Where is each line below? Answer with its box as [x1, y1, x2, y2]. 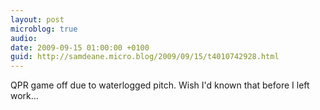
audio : [10, 33, 38, 43]
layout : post [10, 14, 65, 25]
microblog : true [10, 24, 78, 34]
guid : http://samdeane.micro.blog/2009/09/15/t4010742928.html [10, 52, 280, 62]
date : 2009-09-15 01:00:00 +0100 [10, 42, 150, 53]
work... [10, 90, 39, 102]
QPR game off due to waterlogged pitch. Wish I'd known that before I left [10, 79, 310, 91]
